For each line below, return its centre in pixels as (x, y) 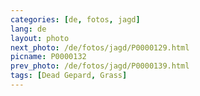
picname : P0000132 (48, 57)
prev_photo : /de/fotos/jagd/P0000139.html (100, 66)
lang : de (28, 29)
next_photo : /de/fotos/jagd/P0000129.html (100, 47)
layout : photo (40, 38)
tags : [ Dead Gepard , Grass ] (69, 76)
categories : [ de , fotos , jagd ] (75, 19)
